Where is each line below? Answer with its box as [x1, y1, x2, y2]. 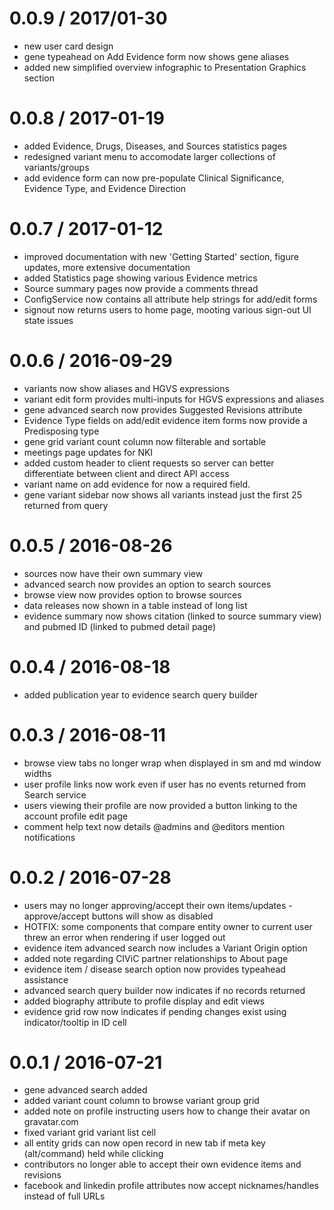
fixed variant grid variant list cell [23, 1127, 157, 1139]
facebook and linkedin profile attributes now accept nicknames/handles [23, 1180, 320, 1192]
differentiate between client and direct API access [23, 467, 230, 479]
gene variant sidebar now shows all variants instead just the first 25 [23, 488, 302, 501]
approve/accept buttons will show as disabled [23, 910, 214, 922]
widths [23, 767, 52, 779]
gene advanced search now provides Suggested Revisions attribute [23, 403, 303, 416]
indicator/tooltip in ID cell [23, 1016, 127, 1028]
